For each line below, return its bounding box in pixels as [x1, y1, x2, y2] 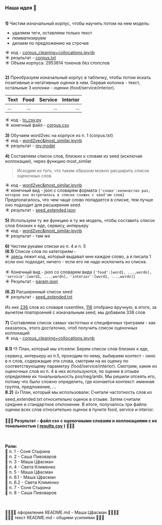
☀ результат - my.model [5, 143, 55, 149]
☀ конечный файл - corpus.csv [5, 122, 69, 128]
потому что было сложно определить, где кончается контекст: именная [5, 379, 155, 385]
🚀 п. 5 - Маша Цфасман [5, 469, 53, 475]
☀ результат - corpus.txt [5, 55, 56, 61]
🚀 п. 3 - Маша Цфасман [5, 458, 53, 464]
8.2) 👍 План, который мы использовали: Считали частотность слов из [5, 390, 152, 395]
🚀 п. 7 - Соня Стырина [5, 484, 51, 490]
